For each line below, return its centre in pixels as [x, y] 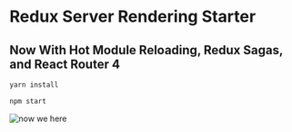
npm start [28, 101]
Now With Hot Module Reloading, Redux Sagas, [146, 50]
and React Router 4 [65, 64]
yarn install [34, 85]
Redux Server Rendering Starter [133, 17]
